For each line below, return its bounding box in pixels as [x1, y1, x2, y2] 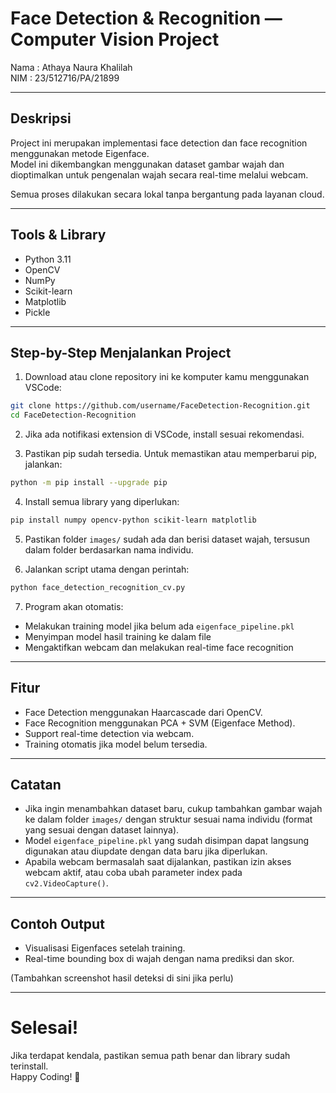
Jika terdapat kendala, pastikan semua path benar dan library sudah [10, 1050, 291, 1062]
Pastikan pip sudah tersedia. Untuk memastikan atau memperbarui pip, [24, 448, 318, 460]
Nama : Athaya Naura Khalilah [10, 61, 133, 73]
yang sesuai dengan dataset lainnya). [24, 824, 180, 836]
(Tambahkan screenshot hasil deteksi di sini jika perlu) [10, 972, 234, 984]
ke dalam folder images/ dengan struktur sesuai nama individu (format [24, 813, 313, 826]
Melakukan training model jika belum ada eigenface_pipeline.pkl [24, 620, 295, 632]
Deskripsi [10, 110, 72, 127]
